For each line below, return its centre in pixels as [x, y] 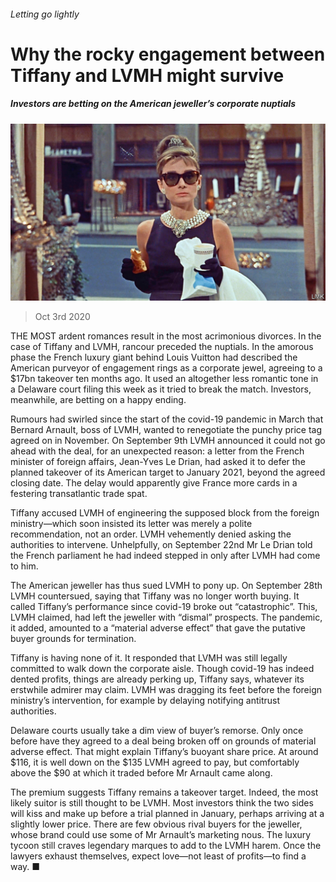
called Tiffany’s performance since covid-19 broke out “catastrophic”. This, [164, 607]
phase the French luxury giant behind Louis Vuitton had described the [154, 357]
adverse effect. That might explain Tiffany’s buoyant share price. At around [164, 752]
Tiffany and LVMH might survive [147, 75]
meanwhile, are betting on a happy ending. [98, 400]
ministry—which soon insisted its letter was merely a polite [131, 524]
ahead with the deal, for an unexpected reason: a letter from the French [157, 451]
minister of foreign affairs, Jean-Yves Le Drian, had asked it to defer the [158, 462]
